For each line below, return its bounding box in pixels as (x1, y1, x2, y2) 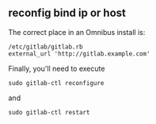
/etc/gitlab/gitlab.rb (8, 43, 83, 51)
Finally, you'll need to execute (8, 64, 105, 73)
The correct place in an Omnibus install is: (8, 27, 146, 37)
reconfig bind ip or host (8, 6, 127, 20)
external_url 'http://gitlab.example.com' (8, 49, 150, 58)
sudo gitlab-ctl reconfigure (8, 79, 105, 87)
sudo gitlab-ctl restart (8, 108, 90, 116)
